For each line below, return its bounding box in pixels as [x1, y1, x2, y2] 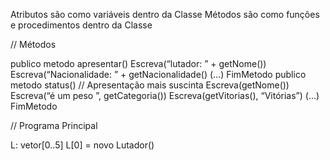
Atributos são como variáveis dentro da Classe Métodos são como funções [10, 9, 320, 20]
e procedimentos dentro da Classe [10, 19, 153, 31]
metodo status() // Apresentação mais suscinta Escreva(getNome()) [10, 79, 290, 91]
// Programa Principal [10, 120, 98, 131]
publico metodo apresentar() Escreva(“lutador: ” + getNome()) [10, 58, 267, 69]
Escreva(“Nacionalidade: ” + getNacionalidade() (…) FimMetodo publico [10, 69, 307, 80]
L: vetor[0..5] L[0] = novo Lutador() [10, 139, 155, 151]
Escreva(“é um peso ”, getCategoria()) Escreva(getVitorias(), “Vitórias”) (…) [10, 90, 320, 101]
